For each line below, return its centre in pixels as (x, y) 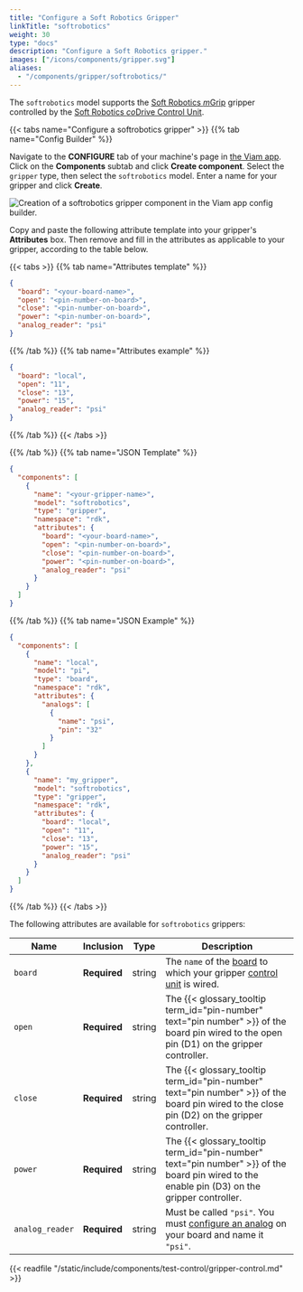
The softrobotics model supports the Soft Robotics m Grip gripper (132, 102)
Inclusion (103, 946)
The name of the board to (217, 961)
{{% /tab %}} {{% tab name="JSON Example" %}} (102, 621)
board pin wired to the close (225, 1104)
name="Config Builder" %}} (61, 139)
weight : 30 (30, 34)
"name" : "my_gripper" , (76, 780)
